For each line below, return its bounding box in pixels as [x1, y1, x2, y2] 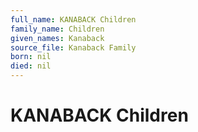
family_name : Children [10, 24, 105, 34]
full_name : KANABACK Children [10, 14, 137, 25]
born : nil [10, 52, 52, 62]
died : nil [10, 61, 52, 71]
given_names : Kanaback [10, 33, 105, 43]
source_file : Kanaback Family [10, 42, 137, 53]
